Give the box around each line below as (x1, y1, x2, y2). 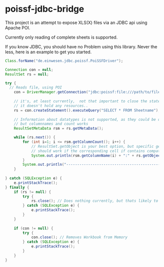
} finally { (5, 185, 29, 190)
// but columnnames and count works (14, 121, 89, 127)
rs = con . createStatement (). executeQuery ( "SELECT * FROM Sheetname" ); (14, 108, 161, 113)
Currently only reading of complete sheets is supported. (5, 34, 118, 40)
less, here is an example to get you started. (5, 49, 92, 55)
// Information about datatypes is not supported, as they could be (14, 117, 156, 122)
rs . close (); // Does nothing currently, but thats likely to (31, 199, 159, 203)
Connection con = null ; (5, 67, 54, 72)
